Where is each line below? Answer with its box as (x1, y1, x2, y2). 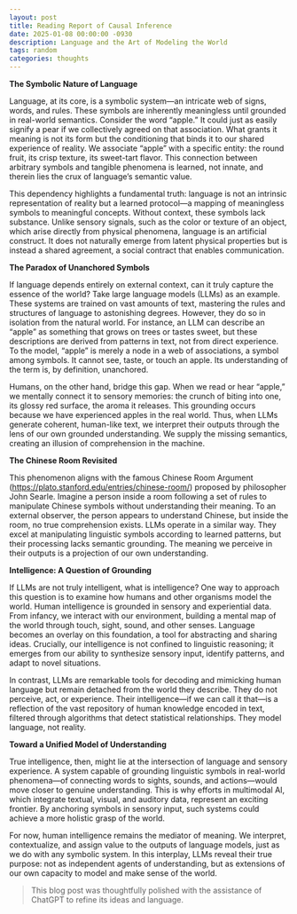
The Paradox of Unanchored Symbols (9, 263, 151, 272)
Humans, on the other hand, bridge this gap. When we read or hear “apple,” (9, 382, 285, 391)
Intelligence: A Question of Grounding (9, 565, 152, 575)
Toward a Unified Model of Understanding (9, 739, 167, 750)
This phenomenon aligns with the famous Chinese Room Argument (9, 472, 254, 483)
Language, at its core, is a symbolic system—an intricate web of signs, (9, 96, 267, 106)
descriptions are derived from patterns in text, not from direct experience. (9, 336, 279, 346)
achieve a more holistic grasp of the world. (9, 813, 166, 823)
